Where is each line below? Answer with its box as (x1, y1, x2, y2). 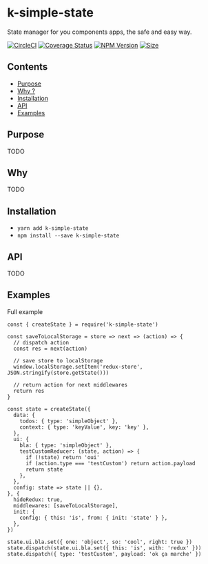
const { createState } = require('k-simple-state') (7, 321, 158, 328)
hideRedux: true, (13, 496, 63, 503)
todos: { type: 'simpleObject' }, (19, 418, 118, 425)
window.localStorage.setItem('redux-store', (13, 363, 143, 370)
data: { (13, 411, 36, 418)
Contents (7, 61, 48, 73)
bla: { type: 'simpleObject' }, (19, 442, 112, 449)
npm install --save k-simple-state (17, 233, 120, 240)
